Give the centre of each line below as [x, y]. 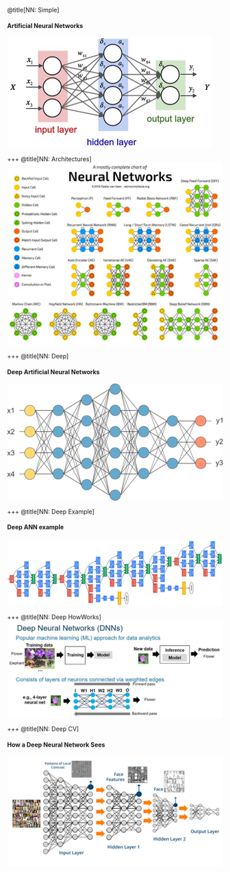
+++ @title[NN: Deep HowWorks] [54, 617]
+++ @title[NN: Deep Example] [51, 511]
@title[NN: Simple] [33, 10]
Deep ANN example [36, 527]
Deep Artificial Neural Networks [54, 372]
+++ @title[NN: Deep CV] [43, 729]
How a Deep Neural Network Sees [56, 744]
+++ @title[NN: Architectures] [50, 159]
